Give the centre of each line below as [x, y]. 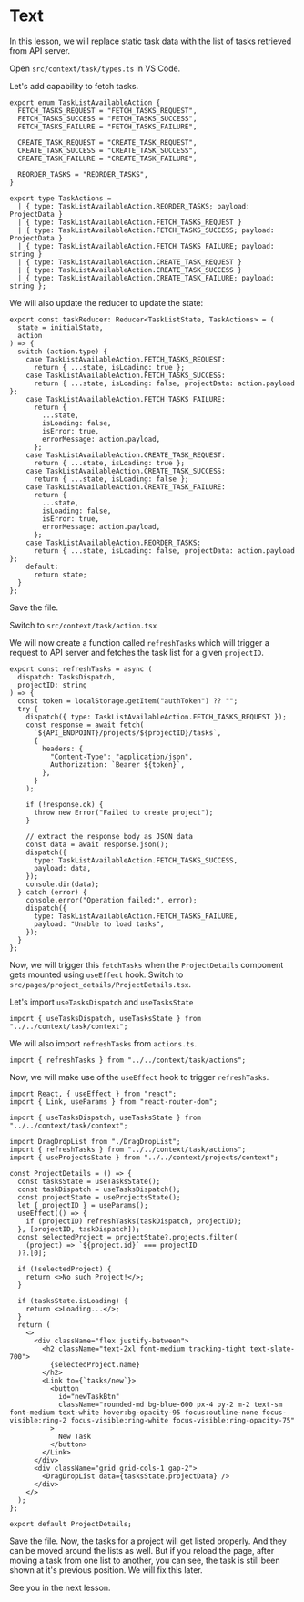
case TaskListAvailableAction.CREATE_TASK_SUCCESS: [126, 471]
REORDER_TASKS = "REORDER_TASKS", [83, 174]
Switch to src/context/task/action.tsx [83, 625]
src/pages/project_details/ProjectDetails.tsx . [101, 984]
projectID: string [53, 685]
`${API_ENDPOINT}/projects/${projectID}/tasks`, [127, 733]
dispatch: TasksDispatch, [67, 677]
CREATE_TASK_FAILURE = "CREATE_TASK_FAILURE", [107, 158]
